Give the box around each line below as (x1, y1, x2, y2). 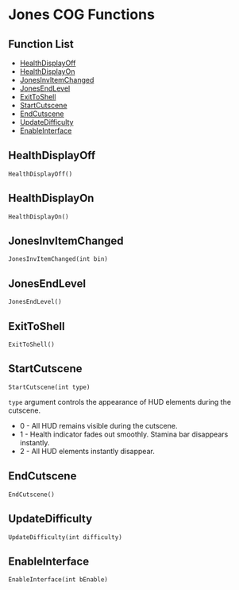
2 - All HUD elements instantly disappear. (19, 446, 155, 456)
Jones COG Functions (8, 6, 155, 24)
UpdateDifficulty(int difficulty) (8, 533, 123, 541)
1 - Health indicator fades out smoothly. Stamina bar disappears (19, 429, 229, 439)
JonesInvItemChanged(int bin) (8, 255, 109, 263)
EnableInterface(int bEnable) (8, 576, 109, 584)
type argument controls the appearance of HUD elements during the (8, 397, 232, 406)
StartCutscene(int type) (8, 383, 91, 391)
